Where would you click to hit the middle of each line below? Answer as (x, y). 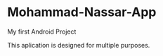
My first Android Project (42, 31)
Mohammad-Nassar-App (82, 12)
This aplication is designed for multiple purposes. (79, 45)
